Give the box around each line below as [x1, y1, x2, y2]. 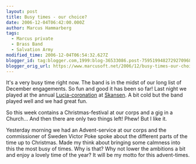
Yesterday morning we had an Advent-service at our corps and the [6, 127, 167, 134]
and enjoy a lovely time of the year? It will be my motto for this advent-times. [6, 152, 190, 159]
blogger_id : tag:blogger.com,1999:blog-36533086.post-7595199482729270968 [6, 57, 192, 63]
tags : [6, 30, 19, 36]
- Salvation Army [11, 47, 54, 53]
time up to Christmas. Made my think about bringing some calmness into [6, 139, 181, 146]
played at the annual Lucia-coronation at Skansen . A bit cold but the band [6, 91, 183, 98]
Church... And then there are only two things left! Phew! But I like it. [6, 115, 167, 122]
